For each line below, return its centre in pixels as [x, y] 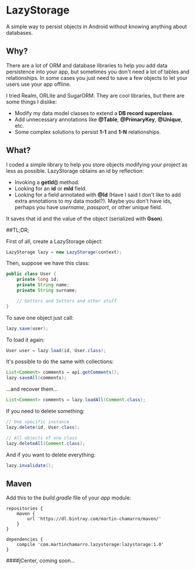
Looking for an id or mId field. [51, 188]
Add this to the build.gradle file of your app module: [69, 498]
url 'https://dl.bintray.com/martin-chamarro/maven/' [94, 519]
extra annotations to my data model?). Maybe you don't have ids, [93, 201]
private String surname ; [47, 291]
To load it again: [26, 340]
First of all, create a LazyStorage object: [54, 241]
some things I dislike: [31, 102]
